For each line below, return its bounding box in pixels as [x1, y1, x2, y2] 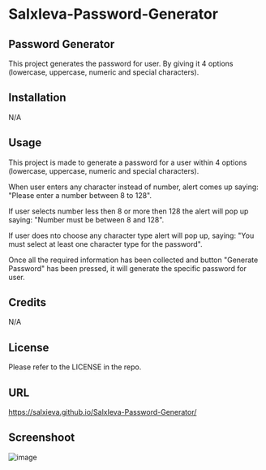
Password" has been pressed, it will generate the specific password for [8, 263, 247, 273]
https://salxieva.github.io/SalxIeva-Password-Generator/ [8, 407, 197, 417]
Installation [8, 91, 66, 105]
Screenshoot [8, 431, 75, 445]
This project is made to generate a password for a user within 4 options [8, 157, 247, 167]
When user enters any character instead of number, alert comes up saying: [8, 182, 260, 192]
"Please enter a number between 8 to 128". [8, 190, 152, 200]
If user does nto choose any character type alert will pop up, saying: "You [8, 231, 255, 240]
